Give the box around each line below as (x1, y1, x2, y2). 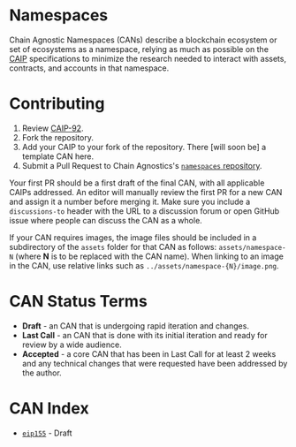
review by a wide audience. (21, 339, 122, 350)
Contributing (9, 94, 105, 114)
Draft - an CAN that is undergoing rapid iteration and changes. (21, 320, 250, 331)
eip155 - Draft (21, 428, 72, 438)
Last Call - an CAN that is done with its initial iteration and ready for (21, 330, 268, 340)
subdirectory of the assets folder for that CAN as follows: (9, 241, 217, 252)
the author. (21, 367, 62, 378)
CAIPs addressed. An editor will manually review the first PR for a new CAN (9, 186, 283, 197)
